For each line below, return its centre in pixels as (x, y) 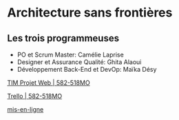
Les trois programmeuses (63, 38)
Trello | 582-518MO (35, 96)
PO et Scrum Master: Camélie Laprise (70, 54)
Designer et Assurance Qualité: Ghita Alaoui (79, 62)
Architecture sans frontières (90, 13)
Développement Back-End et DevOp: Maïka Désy (87, 69)
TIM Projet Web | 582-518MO (49, 83)
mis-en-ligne (25, 109)
